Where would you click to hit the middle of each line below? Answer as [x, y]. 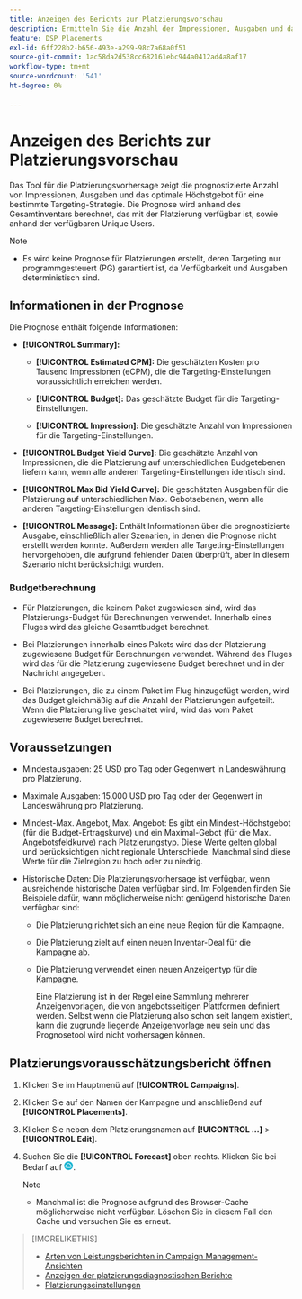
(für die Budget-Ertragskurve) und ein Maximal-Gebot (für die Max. [147, 833]
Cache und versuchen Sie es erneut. [103, 1221]
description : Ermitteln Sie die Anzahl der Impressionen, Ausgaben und [146, 28]
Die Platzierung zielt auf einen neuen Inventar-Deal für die [143, 943]
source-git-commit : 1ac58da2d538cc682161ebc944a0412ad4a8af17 [128, 57]
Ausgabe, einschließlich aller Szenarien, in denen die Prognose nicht [149, 535]
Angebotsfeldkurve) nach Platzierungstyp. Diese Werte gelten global [149, 842]
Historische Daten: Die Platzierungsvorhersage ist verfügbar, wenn [146, 879]
